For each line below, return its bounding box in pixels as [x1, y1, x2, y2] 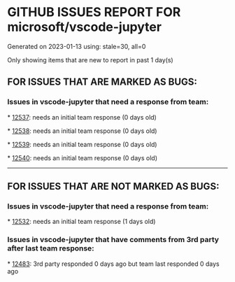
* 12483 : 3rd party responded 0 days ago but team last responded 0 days [7, 260, 220, 268]
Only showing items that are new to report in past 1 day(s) [7, 55, 173, 64]
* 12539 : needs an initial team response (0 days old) [7, 140, 157, 148]
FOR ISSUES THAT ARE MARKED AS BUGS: [7, 76, 198, 88]
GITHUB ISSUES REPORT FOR [7, 4, 181, 20]
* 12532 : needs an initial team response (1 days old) [7, 218, 156, 226]
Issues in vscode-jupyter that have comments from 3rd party [7, 235, 219, 245]
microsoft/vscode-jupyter [7, 19, 162, 35]
